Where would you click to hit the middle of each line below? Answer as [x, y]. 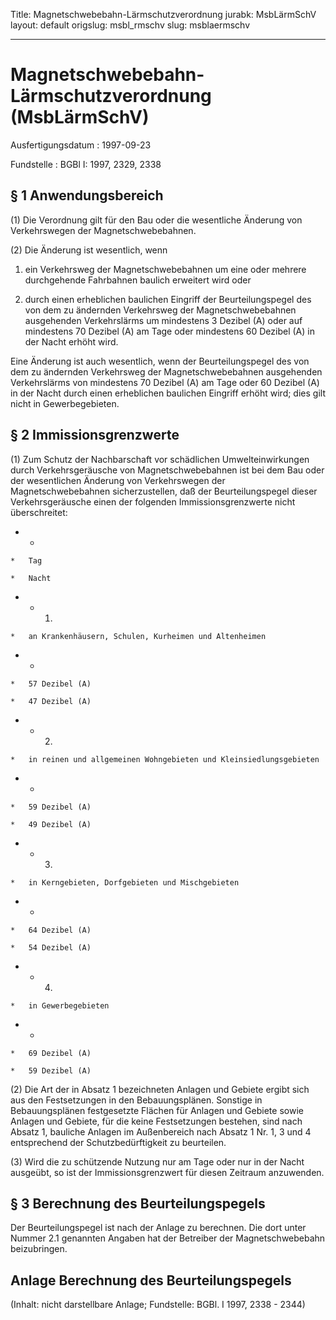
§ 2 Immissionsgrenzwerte [95, 435]
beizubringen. [39, 1249]
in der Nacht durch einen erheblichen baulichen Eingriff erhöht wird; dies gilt [168, 393]
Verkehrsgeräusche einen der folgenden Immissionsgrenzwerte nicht [153, 501]
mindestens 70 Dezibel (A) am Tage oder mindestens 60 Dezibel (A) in [169, 331]
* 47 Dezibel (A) [51, 701]
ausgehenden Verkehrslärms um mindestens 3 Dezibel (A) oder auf [163, 320]
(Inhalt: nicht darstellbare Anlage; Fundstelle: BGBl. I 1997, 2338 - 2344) [158, 1305]
